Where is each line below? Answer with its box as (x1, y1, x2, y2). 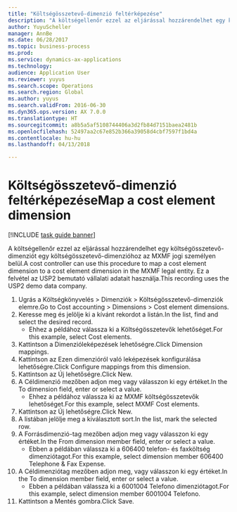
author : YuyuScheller (8, 23, 72, 30)
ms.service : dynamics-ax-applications (8, 56, 122, 63)
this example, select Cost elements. (28, 333, 132, 341)
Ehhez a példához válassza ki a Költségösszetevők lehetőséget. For (28, 325, 224, 334)
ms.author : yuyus (8, 96, 59, 103)
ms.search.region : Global (8, 89, 84, 96)
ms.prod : (8, 50, 34, 57)
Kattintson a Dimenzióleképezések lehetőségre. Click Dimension (18, 340, 203, 349)
